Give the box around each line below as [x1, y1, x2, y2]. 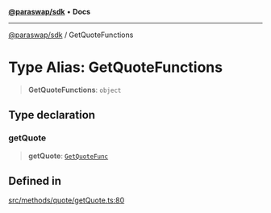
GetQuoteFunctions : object [27, 85, 122, 94]
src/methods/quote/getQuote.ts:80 [8, 195, 125, 205]
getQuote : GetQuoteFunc [27, 151, 109, 161]
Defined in [8, 174, 62, 188]
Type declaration [8, 108, 95, 122]
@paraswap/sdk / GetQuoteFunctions [8, 30, 134, 40]
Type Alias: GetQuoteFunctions [8, 58, 223, 77]
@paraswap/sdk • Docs [8, 7, 91, 16]
